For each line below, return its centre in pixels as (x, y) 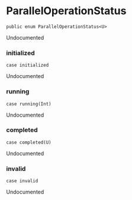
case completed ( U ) (29, 142)
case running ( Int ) (29, 104)
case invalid (22, 181)
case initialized (28, 65)
